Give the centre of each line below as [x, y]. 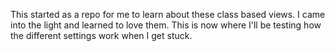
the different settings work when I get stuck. [101, 35]
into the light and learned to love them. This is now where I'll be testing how [166, 25]
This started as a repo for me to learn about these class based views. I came [168, 14]
